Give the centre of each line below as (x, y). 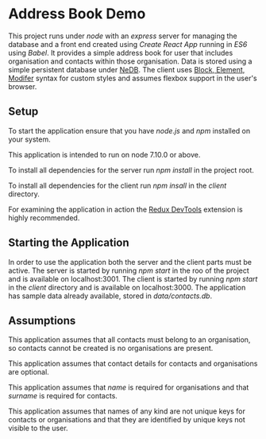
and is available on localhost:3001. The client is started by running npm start (133, 278)
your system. (30, 139)
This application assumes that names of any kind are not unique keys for (127, 411)
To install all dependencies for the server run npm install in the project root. (131, 170)
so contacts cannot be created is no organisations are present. (111, 348)
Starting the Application (69, 243)
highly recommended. (44, 218)
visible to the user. (39, 428)
